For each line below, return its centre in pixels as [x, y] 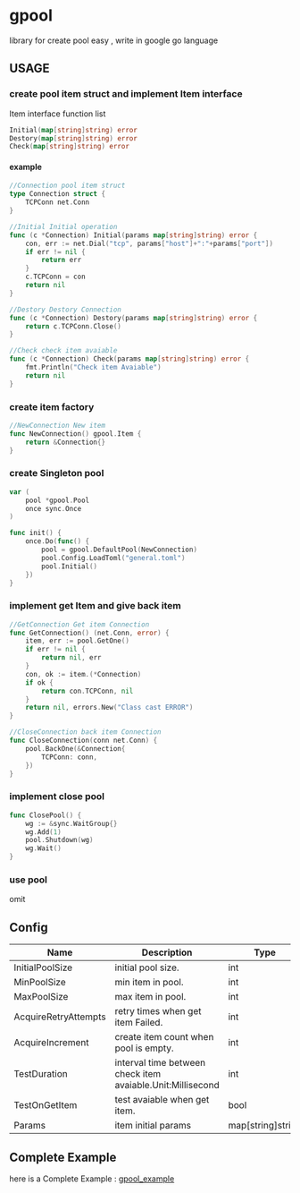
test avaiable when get [162, 1100]
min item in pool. [149, 983]
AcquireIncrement [51, 1043]
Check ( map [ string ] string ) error [69, 147]
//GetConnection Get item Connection [79, 624]
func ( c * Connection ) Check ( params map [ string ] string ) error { [129, 359]
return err [62, 260]
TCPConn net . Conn [58, 202]
